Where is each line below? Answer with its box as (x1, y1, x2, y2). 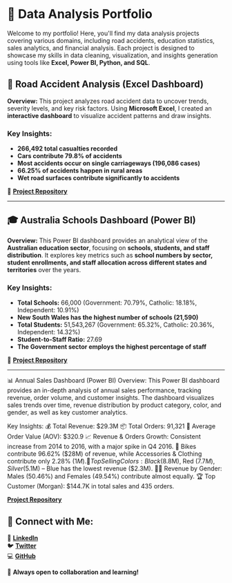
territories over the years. (7, 265, 81, 274)
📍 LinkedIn (7, 533, 39, 542)
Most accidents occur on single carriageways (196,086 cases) (17, 159, 200, 168)
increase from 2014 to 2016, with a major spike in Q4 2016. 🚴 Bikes (7, 442, 197, 451)
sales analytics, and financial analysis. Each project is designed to (7, 44, 195, 52)
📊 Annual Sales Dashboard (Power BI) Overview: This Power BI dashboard (7, 376, 220, 385)
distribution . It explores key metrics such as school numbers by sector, (7, 251, 213, 259)
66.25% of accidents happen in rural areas (17, 166, 143, 175)
